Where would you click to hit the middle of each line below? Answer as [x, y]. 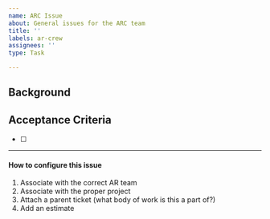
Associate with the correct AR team [79, 183]
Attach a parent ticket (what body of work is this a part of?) [118, 200]
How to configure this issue [55, 164]
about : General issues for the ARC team [77, 23]
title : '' [25, 30]
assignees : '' [32, 46]
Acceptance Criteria [60, 120]
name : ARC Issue [35, 16]
